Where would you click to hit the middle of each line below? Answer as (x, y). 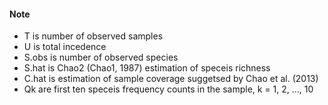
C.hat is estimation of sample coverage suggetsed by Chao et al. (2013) (171, 79)
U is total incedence (65, 47)
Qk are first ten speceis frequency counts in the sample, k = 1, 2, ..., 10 (168, 89)
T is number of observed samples (93, 36)
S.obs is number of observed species (101, 57)
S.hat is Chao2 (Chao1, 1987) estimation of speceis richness (147, 68)
